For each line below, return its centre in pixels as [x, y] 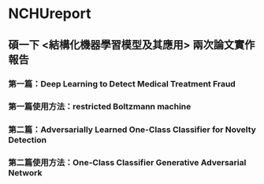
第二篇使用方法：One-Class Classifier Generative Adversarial [127, 163]
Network [25, 173]
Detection [28, 140]
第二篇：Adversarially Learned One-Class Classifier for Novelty [132, 130]
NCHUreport [50, 14]
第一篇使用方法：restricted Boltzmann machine [100, 107]
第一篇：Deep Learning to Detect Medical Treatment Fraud [122, 83]
